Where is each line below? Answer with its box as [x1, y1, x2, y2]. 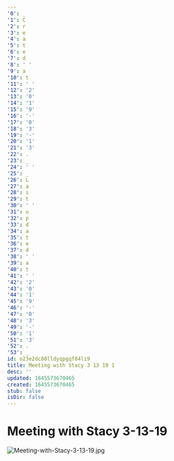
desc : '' [7, 368, 32, 375]
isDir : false [7, 394, 45, 401]
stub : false [7, 387, 41, 394]
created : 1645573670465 [7, 381, 75, 388]
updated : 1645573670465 [7, 374, 75, 382]
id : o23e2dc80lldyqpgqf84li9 [7, 356, 90, 363]
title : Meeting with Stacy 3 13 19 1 [7, 362, 115, 369]
